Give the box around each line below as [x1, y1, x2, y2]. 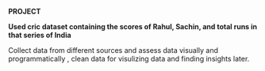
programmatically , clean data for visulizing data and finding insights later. [8, 54, 250, 63]
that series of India [8, 31, 71, 39]
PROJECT [8, 7, 41, 16]
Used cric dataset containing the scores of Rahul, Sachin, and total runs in [8, 22, 258, 31]
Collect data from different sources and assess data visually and [8, 46, 219, 54]
